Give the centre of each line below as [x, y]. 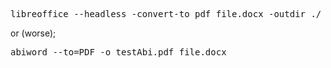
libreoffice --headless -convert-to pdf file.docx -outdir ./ [166, 14]
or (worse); [33, 33]
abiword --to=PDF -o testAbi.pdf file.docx [118, 52]
